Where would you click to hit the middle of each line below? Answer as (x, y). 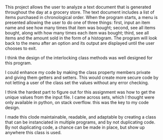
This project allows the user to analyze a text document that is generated (78, 7)
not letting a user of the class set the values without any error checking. (77, 83)
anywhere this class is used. (33, 132)
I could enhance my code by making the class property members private (78, 72)
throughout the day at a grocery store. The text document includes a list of (80, 12)
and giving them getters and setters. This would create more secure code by (82, 78)
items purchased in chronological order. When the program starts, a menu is (81, 17)
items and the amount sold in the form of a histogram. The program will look (81, 38)
